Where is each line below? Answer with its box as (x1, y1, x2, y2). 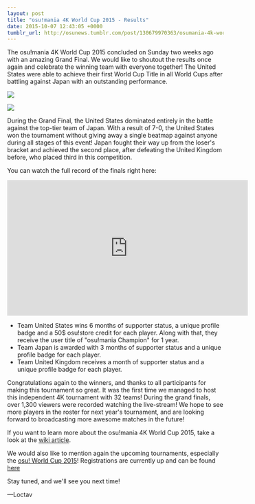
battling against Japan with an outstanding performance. (7, 77, 168, 86)
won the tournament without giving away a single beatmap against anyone (7, 132, 218, 140)
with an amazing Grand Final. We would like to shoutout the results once (7, 56, 212, 64)
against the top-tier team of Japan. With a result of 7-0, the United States (7, 124, 214, 132)
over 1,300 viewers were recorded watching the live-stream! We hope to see (7, 401, 223, 409)
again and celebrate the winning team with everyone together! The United (7, 63, 217, 71)
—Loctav (7, 490, 33, 499)
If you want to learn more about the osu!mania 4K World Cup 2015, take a (7, 428, 215, 437)
